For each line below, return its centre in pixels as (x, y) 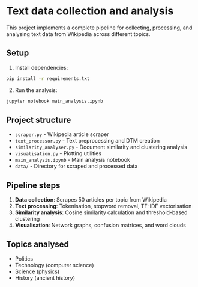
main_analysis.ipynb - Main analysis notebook (72, 160)
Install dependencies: (41, 67)
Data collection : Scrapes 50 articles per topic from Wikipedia (91, 200)
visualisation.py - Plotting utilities (58, 153)
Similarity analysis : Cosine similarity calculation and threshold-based (101, 212)
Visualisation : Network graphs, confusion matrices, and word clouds (100, 225)
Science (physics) (37, 271)
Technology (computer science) (54, 265)
